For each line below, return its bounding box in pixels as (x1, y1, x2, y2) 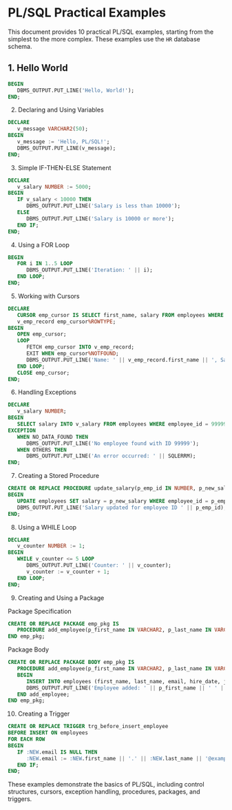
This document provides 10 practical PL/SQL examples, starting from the (8, 28, 214, 36)
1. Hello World (8, 62, 68, 74)
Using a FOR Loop (17, 240, 70, 249)
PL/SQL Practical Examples (8, 5, 166, 21)
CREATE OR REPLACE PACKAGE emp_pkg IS (8, 620, 119, 627)
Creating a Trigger (17, 709, 70, 718)
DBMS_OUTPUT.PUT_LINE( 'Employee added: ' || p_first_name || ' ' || (25, 684, 227, 692)
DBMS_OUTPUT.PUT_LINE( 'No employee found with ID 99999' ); (25, 439, 199, 447)
